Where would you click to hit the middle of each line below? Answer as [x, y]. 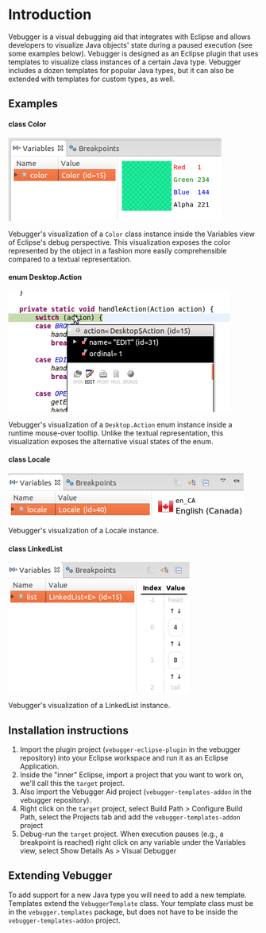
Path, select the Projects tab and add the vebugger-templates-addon [130, 817]
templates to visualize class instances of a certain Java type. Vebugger [125, 62]
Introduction [50, 15]
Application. [39, 766]
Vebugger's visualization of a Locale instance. [83, 530]
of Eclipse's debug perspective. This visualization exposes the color [120, 242]
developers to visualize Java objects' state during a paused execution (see [130, 45]
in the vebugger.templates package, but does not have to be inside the [123, 912]
